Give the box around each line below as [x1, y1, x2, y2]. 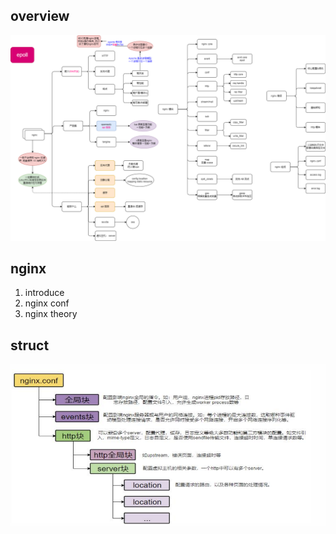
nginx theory [24, 308, 78, 320]
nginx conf [24, 297, 70, 309]
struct [10, 337, 50, 354]
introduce [24, 287, 65, 299]
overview [10, 8, 70, 25]
